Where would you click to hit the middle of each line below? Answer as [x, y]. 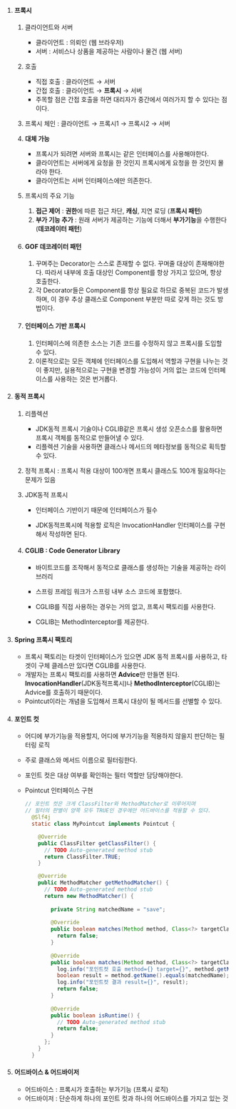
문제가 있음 [40, 479]
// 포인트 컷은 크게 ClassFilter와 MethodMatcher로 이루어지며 [110, 804]
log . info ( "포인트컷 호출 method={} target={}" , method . [137, 969]
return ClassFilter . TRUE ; [82, 857]
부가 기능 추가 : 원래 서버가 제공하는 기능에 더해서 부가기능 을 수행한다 [131, 220]
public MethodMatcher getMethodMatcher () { [103, 883]
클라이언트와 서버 [49, 27]
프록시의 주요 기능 [50, 196]
